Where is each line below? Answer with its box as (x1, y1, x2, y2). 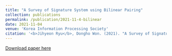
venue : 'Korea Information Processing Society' (5, 26, 109, 32)
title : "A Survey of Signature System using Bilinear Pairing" (5, 7, 143, 13)
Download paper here (5, 45, 51, 51)
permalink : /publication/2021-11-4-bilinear (5, 17, 102, 22)
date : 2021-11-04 (5, 21, 42, 27)
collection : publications (5, 12, 60, 17)
